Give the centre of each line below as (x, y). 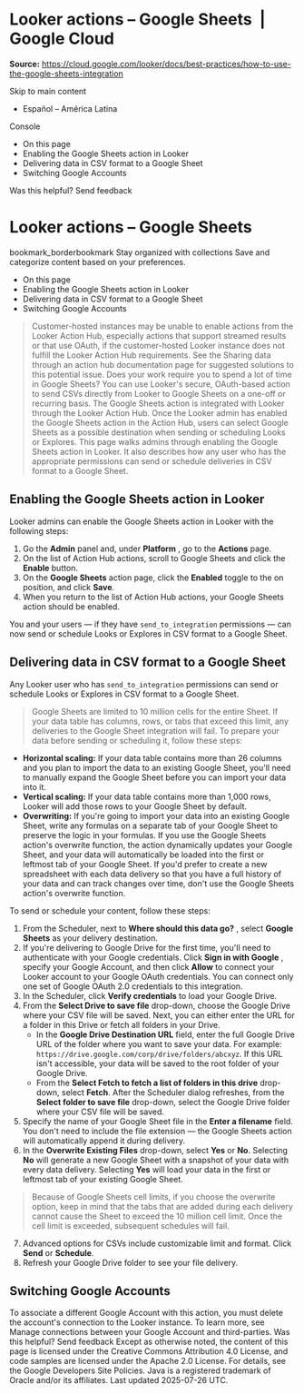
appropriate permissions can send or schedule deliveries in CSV (152, 461)
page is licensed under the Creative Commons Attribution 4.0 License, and (149, 1351)
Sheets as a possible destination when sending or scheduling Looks (158, 432)
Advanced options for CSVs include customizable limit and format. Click (157, 1243)
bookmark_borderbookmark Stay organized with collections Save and (140, 252)
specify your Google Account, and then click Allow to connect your (148, 966)
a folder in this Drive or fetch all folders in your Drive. (121, 1024)
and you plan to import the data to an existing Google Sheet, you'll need (157, 767)
